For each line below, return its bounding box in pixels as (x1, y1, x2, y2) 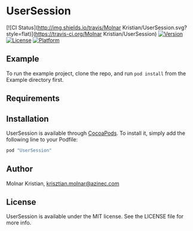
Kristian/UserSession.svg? (122, 24, 187, 31)
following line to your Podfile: (6, 135, 78, 143)
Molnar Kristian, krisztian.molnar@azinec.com (6, 180, 120, 187)
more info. (6, 219, 32, 226)
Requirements (6, 94, 60, 104)
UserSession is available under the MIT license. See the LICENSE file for (6, 213, 184, 220)
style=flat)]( (6, 30, 36, 37)
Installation (6, 113, 49, 124)
